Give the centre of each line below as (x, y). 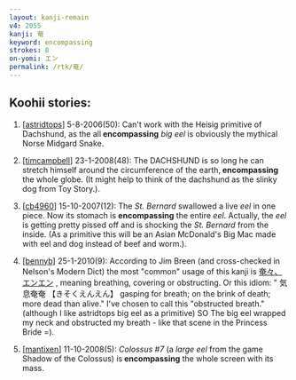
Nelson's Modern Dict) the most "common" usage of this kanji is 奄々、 (152, 271)
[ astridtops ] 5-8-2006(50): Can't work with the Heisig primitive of (142, 124)
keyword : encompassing (51, 42)
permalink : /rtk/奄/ (47, 67)
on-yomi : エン (34, 59)
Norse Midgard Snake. (63, 143)
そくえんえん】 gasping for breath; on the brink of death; (167, 293)
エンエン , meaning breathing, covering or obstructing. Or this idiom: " (149, 282)
